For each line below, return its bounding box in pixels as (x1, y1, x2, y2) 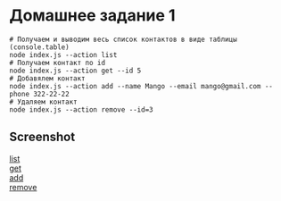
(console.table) (9, 42, 70, 52)
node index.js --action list (9, 50, 118, 59)
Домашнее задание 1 (9, 5, 176, 26)
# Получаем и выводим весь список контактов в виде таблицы (9, 35, 238, 44)
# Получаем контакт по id (9, 58, 105, 67)
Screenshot (9, 130, 76, 145)
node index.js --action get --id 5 (9, 66, 142, 75)
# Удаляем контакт (9, 97, 78, 106)
